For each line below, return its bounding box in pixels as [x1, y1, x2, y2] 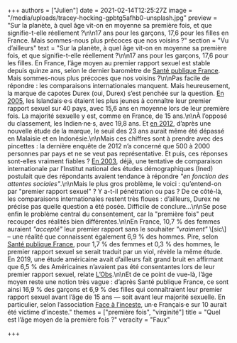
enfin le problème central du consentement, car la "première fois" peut [7, 209, 214, 218]
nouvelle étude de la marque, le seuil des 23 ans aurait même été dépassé [7, 127, 225, 135]
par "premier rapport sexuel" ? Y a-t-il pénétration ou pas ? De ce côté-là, [7, 187, 224, 195]
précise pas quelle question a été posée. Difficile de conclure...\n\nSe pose [7, 202, 227, 210]
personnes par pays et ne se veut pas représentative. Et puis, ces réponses [7, 149, 228, 158]
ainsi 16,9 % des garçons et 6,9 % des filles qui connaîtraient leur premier [7, 285, 223, 293]
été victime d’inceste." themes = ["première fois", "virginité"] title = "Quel [7, 308, 221, 316]
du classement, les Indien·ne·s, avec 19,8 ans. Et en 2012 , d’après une [7, 119, 211, 127]
